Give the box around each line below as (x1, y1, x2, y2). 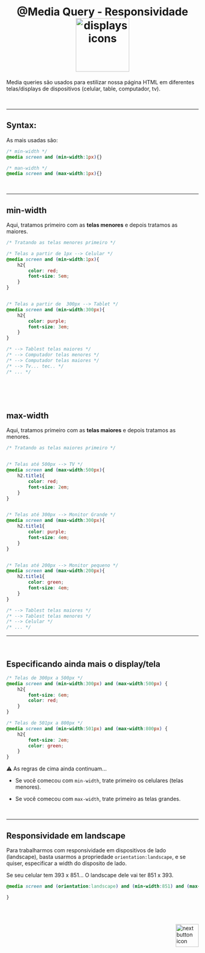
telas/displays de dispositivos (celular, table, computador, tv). (6, 85, 160, 92)
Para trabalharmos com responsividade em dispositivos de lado (6, 847, 167, 853)
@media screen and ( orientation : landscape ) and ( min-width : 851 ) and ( (6, 883, 190, 890)
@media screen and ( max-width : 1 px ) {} (6, 170, 103, 177)
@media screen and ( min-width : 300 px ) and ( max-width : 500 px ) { (6, 680, 168, 687)
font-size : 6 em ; (28, 692, 70, 698)
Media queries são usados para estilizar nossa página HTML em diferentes (6, 78, 195, 85)
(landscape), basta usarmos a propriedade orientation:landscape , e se (6, 853, 186, 860)
